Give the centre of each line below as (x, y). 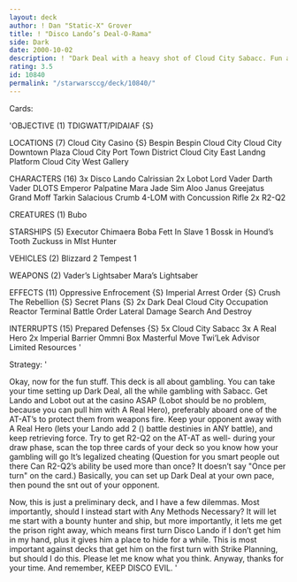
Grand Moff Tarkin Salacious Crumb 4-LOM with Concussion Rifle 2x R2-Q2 (148, 197)
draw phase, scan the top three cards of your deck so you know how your (144, 447)
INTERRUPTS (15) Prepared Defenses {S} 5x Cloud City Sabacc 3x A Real (143, 328)
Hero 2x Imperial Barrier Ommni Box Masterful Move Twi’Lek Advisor (135, 338)
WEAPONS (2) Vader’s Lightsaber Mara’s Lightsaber (104, 275)
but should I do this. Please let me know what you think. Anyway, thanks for (147, 558)
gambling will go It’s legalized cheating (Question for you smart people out (145, 456)
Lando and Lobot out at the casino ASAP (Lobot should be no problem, (138, 400)
